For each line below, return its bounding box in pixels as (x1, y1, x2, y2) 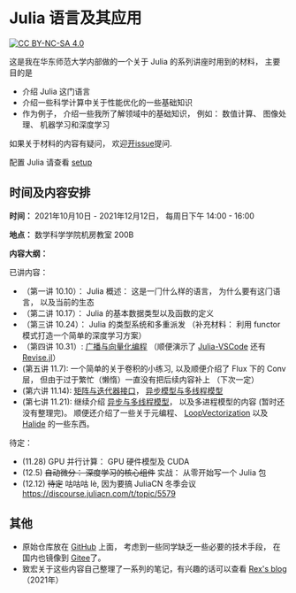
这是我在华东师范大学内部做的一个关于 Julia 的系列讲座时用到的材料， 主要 (9, 56, 281, 66)
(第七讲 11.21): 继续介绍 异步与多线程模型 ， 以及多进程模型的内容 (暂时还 (21, 396, 285, 407)
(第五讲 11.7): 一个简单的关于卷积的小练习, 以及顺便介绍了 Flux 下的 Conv (21, 363, 286, 374)
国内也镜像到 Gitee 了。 (21, 552, 106, 563)
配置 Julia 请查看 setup (9, 157, 93, 167)
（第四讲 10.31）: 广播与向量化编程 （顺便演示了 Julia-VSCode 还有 (21, 341, 267, 351)
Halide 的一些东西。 (21, 418, 95, 429)
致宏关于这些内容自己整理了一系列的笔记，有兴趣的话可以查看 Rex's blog (21, 563, 287, 574)
